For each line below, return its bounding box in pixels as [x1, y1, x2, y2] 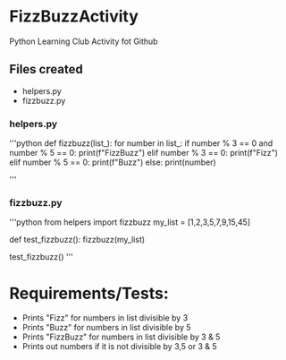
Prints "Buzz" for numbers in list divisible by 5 [21, 322, 191, 333]
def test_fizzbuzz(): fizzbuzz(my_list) [9, 235, 146, 245]
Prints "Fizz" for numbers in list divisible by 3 [21, 313, 189, 323]
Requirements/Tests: [9, 283, 170, 304]
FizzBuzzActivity [9, 6, 139, 27]
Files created [9, 62, 83, 77]
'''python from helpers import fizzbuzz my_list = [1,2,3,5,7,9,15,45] [9, 217, 251, 227]
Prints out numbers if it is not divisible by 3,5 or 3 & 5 [21, 341, 217, 352]
